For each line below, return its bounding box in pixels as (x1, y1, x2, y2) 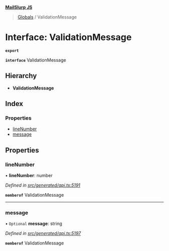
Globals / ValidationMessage (17, 14, 77, 20)
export (5, 48, 19, 53)
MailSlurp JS (5, 5, 33, 10)
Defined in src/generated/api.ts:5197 (5, 230, 81, 236)
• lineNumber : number (5, 173, 53, 179)
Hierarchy (5, 71, 37, 80)
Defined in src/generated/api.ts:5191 (5, 182, 80, 188)
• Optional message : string (5, 221, 62, 227)
